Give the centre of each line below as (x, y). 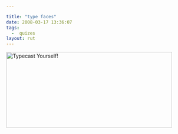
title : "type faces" (32, 16)
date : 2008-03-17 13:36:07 (39, 22)
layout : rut (21, 39)
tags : (13, 28)
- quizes (23, 33)
